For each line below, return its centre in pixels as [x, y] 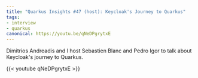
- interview [21, 23]
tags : [13, 17]
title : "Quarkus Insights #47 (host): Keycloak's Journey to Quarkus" [96, 12]
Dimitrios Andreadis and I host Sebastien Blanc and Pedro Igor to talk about [99, 51]
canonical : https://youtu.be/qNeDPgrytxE [59, 34]
